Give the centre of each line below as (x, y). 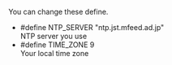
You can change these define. (58, 12)
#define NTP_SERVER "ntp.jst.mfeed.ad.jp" (92, 27)
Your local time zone (54, 53)
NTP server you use (54, 36)
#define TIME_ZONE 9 (57, 45)
